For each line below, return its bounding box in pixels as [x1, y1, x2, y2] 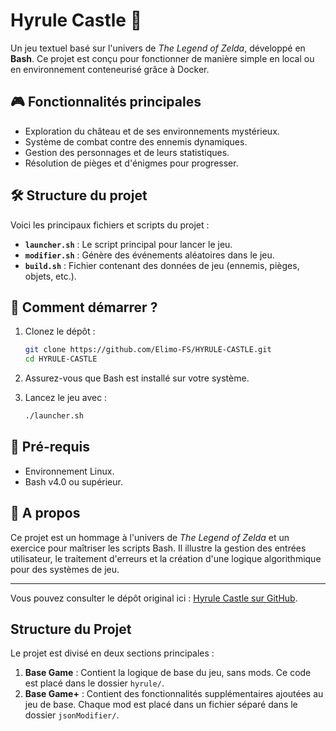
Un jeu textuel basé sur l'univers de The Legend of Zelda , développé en [10, 42, 306, 54]
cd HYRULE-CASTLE [24, 354, 98, 364]
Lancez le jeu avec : [24, 392, 108, 404]
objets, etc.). [24, 270, 77, 282]
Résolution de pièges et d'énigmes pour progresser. [24, 157, 239, 169]
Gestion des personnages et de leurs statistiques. [24, 146, 230, 158]
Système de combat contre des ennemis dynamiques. [24, 135, 248, 148]
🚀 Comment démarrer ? [10, 299, 158, 316]
